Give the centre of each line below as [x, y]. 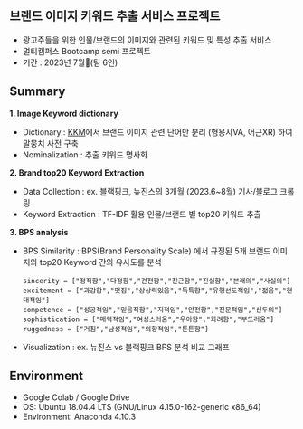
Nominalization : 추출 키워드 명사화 [85, 154]
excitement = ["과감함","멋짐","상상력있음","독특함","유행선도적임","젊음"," [154, 291]
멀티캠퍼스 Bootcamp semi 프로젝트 [86, 51]
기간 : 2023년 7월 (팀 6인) [70, 62]
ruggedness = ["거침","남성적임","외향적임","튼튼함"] [116, 329]
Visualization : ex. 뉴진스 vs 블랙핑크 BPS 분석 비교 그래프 [126, 347]
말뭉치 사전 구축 [50, 143]
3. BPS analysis [39, 232]
